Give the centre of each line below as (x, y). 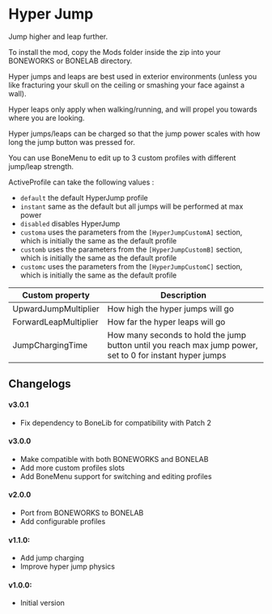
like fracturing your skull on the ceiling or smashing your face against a (127, 85)
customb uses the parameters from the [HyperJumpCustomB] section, (131, 249)
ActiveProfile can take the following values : (81, 182)
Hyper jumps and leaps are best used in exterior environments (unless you (133, 76)
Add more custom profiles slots (72, 468)
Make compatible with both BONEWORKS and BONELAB (114, 459)
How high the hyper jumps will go (171, 308)
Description (183, 294)
